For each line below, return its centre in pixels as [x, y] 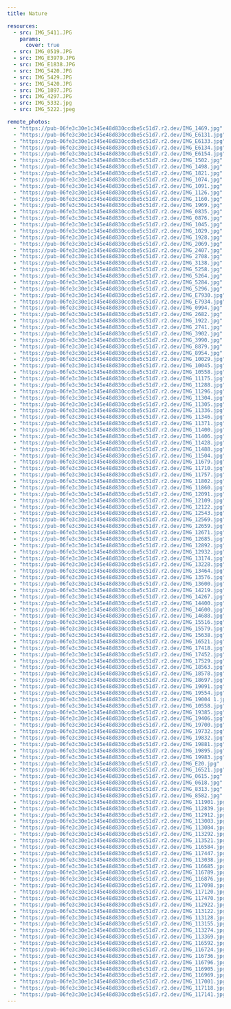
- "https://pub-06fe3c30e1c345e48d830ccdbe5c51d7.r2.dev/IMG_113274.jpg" [121, 930]
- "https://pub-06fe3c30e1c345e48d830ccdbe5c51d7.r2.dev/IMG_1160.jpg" [118, 199]
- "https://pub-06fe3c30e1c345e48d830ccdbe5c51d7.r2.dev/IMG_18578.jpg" [120, 674]
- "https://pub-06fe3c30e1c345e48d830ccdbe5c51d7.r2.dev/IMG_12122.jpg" [120, 507]
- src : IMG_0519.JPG [43, 52]
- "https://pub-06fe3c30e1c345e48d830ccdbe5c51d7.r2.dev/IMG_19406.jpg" [120, 718]
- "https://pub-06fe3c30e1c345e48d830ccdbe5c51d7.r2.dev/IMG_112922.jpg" [121, 905]
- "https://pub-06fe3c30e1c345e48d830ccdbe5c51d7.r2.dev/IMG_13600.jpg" [120, 584]
